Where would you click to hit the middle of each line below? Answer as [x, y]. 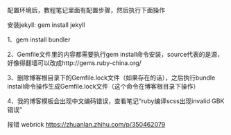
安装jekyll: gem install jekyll [46, 25]
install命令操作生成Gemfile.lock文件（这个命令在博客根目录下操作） [103, 86]
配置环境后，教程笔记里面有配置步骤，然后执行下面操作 [86, 10]
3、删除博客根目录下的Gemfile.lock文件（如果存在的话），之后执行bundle [111, 78]
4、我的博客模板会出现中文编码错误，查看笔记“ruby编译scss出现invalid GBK [116, 101]
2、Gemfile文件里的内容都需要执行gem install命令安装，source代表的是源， [115, 54]
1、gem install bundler [39, 39]
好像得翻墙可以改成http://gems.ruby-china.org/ [75, 63]
